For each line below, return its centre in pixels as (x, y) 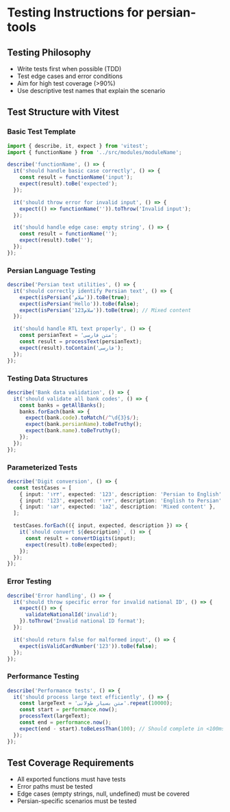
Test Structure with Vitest (63, 112)
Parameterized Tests (42, 467)
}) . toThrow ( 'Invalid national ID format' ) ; (82, 621)
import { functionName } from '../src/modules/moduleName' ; (95, 152)
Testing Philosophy (49, 52)
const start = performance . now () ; (68, 710)
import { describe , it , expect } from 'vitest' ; (78, 146)
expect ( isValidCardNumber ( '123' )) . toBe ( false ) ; (88, 646)
